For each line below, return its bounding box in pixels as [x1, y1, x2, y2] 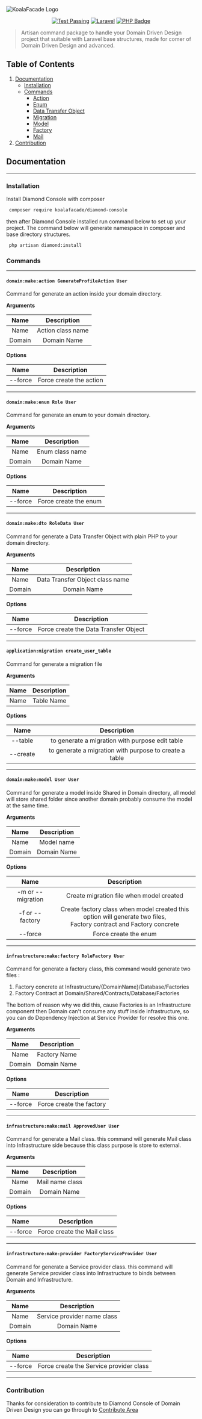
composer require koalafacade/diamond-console [8, 206, 128, 213]
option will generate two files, [83, 912, 167, 921]
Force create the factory [38, 1100, 106, 1108]
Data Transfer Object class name [37, 575, 129, 583]
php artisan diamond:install [8, 242, 82, 248]
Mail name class [37, 1178, 82, 1186]
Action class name [37, 326, 89, 335]
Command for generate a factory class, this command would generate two [6, 965, 191, 972]
